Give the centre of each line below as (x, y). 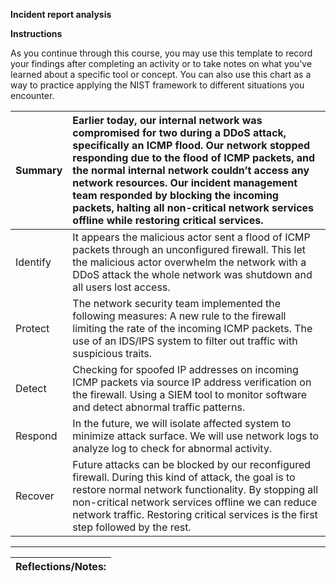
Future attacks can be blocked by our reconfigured (192, 464)
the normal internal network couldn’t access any (191, 170)
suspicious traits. (112, 353)
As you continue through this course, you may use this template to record (161, 53)
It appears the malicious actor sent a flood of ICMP (191, 237)
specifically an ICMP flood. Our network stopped (191, 145)
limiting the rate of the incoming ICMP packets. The (192, 328)
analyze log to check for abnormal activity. (172, 448)
